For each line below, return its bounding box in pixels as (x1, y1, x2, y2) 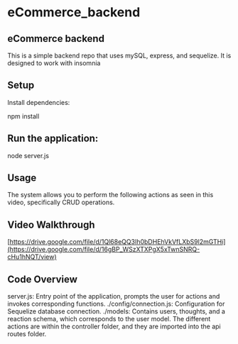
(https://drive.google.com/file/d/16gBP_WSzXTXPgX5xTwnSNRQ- (7, 245, 200, 254)
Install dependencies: (7, 98, 70, 106)
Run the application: (7, 133, 99, 145)
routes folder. (7, 330, 47, 338)
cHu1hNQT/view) (7, 253, 57, 261)
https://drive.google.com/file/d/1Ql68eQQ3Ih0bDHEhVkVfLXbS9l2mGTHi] (9, 238, 226, 246)
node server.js (7, 151, 50, 160)
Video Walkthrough (7, 218, 95, 231)
